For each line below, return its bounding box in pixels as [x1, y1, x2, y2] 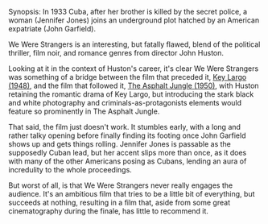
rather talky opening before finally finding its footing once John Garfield [8, 131, 246, 140]
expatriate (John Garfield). [8, 24, 97, 33]
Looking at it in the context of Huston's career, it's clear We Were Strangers [8, 64, 259, 73]
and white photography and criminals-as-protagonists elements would [8, 98, 242, 107]
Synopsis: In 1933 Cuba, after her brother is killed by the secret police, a [8, 7, 248, 16]
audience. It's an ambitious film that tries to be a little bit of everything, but [8, 189, 255, 198]
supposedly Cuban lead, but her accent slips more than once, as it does [8, 148, 247, 157]
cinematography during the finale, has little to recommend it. [8, 206, 209, 216]
